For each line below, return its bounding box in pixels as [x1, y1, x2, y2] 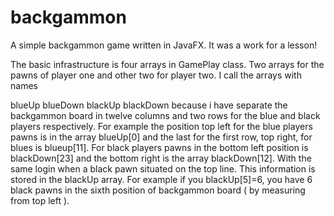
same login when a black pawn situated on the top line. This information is [10, 162, 316, 175]
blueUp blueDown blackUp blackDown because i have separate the [10, 99, 288, 111]
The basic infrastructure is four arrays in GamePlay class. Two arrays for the [10, 58, 325, 70]
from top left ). [10, 194, 70, 206]
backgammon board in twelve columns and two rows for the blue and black [10, 109, 321, 121]
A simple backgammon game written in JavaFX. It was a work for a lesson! [10, 39, 318, 51]
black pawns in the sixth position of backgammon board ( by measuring [10, 184, 306, 196]
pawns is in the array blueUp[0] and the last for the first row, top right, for [10, 131, 313, 143]
